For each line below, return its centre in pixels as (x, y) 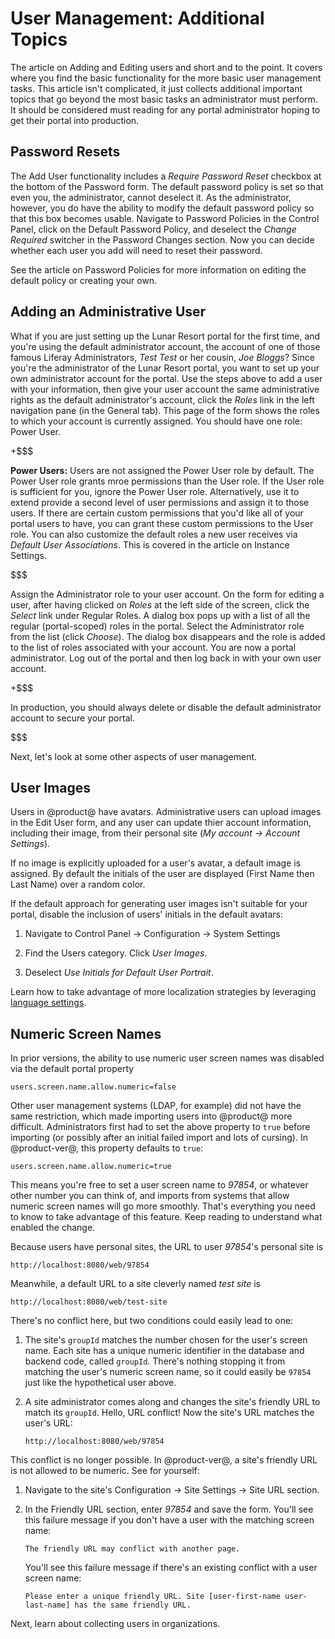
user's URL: (48, 1423)
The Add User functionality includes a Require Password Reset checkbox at (166, 176)
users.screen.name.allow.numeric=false (93, 1087)
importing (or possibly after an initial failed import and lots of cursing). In (159, 1138)
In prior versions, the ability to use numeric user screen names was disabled (167, 1058)
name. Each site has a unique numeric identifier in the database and (164, 1351)
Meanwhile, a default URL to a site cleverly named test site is (135, 1284)
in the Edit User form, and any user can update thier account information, (161, 823)
